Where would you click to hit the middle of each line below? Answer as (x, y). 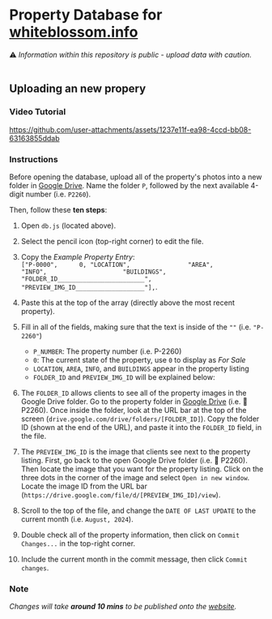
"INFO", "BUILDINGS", (93, 272)
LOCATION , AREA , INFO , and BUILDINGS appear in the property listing (141, 368)
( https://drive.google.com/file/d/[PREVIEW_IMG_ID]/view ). (121, 494)
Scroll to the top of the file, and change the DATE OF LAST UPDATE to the (138, 510)
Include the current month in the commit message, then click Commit (134, 559)
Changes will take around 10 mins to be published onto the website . (123, 607)
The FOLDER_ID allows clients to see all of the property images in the (134, 393)
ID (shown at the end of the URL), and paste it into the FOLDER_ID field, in (141, 427)
